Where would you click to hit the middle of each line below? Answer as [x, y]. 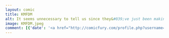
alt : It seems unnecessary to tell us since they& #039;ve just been [78, 19]
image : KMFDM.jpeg [24, 23]
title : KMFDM [19, 14]
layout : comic [20, 10]
